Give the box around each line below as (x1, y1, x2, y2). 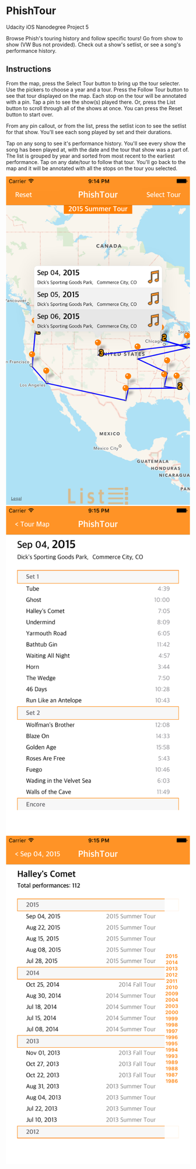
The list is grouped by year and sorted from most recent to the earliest (6, 152, 175, 159)
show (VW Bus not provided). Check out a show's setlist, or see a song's (6, 41, 181, 48)
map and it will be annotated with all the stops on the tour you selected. (6, 165, 178, 172)
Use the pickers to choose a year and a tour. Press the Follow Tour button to (6, 86, 189, 93)
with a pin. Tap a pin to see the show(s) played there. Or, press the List (6, 98, 176, 105)
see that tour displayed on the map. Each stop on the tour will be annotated (6, 92, 187, 99)
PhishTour (6, 4, 57, 18)
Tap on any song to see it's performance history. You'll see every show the (6, 139, 186, 147)
